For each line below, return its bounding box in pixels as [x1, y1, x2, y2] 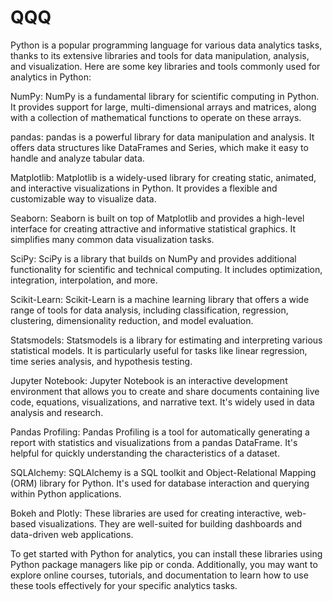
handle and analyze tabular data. [10, 152, 145, 164]
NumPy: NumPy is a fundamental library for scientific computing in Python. [10, 90, 320, 102]
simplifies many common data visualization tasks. [10, 233, 215, 245]
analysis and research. [10, 406, 104, 418]
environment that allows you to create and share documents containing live [10, 385, 320, 397]
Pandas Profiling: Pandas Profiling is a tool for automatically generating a [10, 426, 310, 438]
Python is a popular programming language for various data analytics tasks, [10, 39, 323, 51]
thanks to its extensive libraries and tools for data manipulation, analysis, [10, 49, 310, 61]
